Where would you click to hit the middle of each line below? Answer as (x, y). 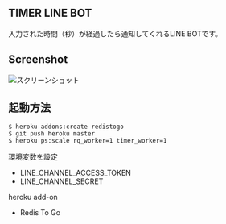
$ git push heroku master (51, 134)
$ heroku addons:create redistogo (66, 127)
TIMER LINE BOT (50, 13)
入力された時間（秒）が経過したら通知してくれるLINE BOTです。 (115, 33)
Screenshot (38, 60)
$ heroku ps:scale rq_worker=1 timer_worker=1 (88, 141)
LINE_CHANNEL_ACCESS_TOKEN (75, 173)
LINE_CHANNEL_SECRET (62, 181)
